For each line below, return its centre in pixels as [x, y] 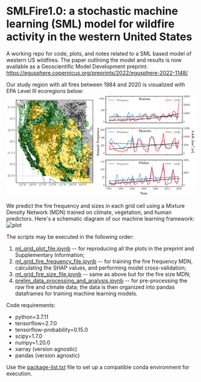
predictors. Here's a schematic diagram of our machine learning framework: [100, 219]
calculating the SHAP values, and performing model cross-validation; [100, 268]
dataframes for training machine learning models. [76, 294]
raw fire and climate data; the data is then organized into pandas [95, 287]
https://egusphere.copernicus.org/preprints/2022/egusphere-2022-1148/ [97, 73]
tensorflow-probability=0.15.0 [51, 330]
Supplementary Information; [50, 255]
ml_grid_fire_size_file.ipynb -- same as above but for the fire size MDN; [103, 274]
